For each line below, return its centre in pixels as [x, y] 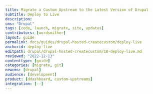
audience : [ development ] [31, 75]
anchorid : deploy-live [29, 47]
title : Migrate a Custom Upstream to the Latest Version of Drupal [77, 10]
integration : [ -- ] [24, 84]
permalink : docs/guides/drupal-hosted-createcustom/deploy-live [73, 42]
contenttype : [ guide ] [28, 61]
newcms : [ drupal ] [23, 70]
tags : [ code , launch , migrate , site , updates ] [54, 28]
